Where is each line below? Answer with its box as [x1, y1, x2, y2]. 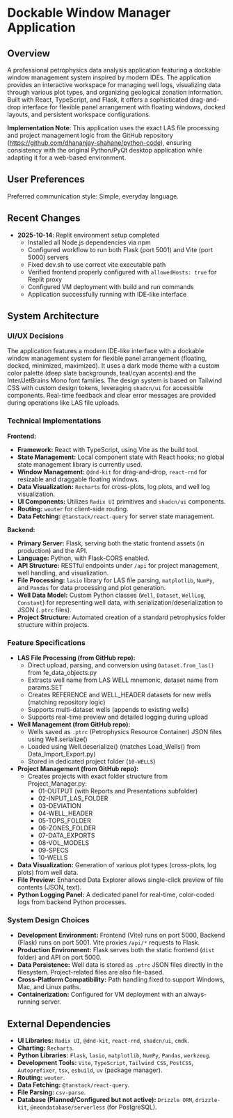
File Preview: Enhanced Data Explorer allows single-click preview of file [17, 876, 224, 884]
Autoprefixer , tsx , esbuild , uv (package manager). [17, 1066, 163, 1074]
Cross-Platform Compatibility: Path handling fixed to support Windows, [17, 975, 225, 984]
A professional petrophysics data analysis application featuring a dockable [7, 66, 221, 74]
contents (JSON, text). [17, 883, 82, 891]
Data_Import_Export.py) [27, 750, 96, 758]
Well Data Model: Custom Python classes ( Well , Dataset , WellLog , [17, 591, 206, 599]
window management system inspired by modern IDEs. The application [7, 73, 211, 81]
